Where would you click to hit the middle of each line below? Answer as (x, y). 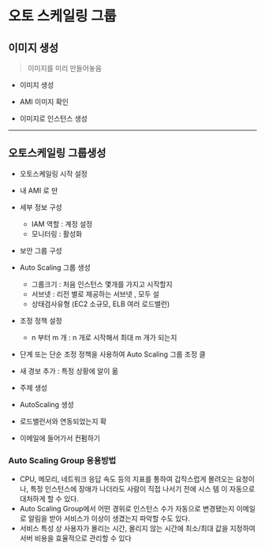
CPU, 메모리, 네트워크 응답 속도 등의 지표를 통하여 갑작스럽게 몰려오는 (127, 479)
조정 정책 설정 (41, 320)
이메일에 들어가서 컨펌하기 (60, 438)
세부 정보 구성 (41, 207)
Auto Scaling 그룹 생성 (55, 267)
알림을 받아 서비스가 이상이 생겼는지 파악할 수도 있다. (109, 518)
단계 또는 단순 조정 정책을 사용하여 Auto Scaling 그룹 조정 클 (113, 354)
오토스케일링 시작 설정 (54, 174)
